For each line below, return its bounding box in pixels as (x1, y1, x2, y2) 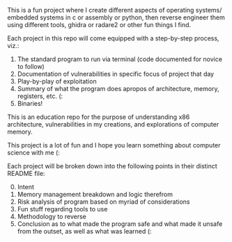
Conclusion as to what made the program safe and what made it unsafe (17, 220, 223, 228)
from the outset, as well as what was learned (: (17, 227, 152, 235)
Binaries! (17, 99, 43, 107)
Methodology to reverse (17, 212, 87, 220)
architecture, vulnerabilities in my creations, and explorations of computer (7, 120, 219, 128)
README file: (7, 170, 45, 177)
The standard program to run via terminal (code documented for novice (17, 55, 223, 63)
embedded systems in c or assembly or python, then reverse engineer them (7, 13, 225, 22)
